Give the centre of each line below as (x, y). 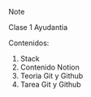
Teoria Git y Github (52, 76)
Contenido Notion (50, 67)
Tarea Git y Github (50, 84)
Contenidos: (29, 43)
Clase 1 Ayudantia (38, 27)
